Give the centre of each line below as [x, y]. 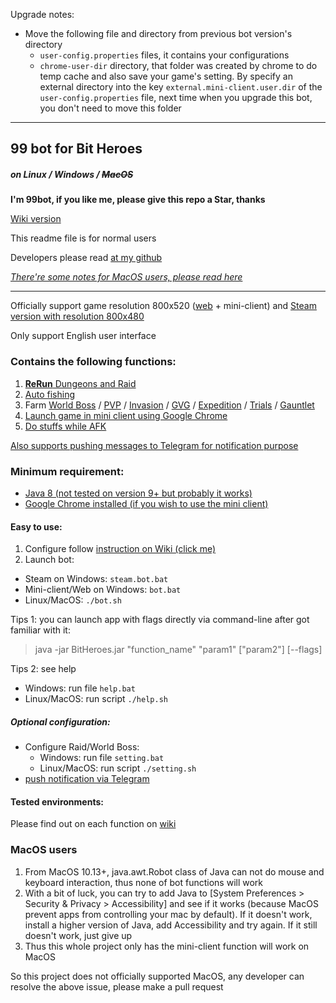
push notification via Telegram [87, 779]
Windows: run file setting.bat [102, 758]
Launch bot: [49, 560]
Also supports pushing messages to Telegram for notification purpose [154, 445]
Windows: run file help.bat [80, 688]
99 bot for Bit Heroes [76, 149]
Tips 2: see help [43, 669]
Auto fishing [49, 394]
